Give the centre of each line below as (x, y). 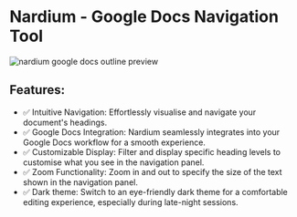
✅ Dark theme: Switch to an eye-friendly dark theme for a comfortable (155, 191)
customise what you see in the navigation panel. (113, 162)
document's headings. (65, 122)
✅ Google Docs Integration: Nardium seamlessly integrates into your (151, 132)
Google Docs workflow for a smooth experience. (114, 142)
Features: (37, 90)
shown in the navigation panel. (80, 182)
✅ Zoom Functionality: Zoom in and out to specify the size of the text (152, 171)
